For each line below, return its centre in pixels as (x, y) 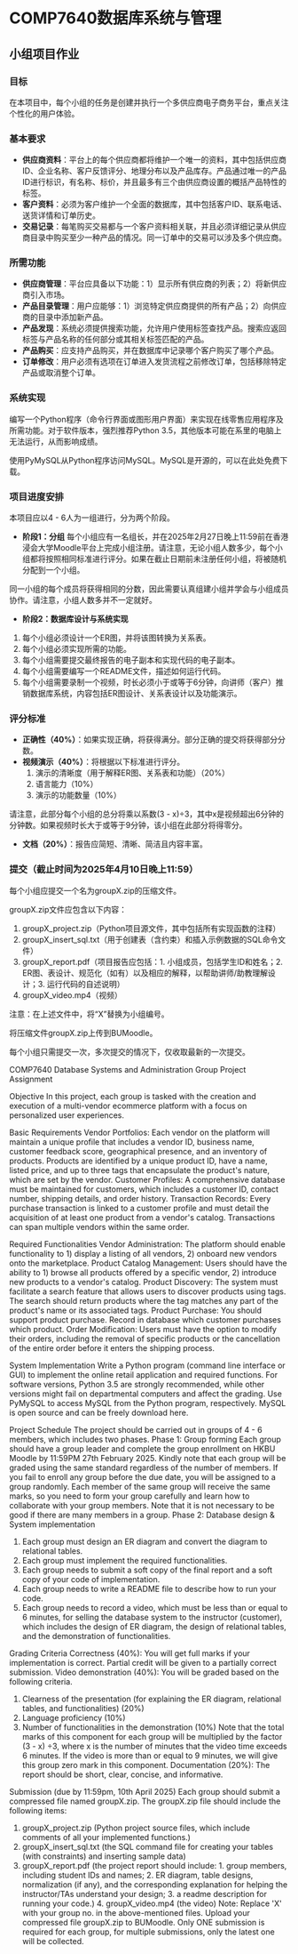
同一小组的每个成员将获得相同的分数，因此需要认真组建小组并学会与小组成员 (149, 589)
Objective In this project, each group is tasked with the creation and (133, 1096)
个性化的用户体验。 (44, 113)
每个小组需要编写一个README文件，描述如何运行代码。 (124, 671)
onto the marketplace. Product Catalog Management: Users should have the (148, 1263)
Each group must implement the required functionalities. (125, 1560)
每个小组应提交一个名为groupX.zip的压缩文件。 (95, 890)
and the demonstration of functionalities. (96, 1636)
